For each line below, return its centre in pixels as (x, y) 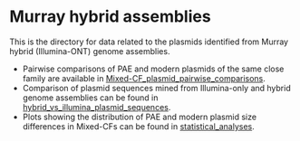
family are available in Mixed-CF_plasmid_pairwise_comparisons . (144, 78)
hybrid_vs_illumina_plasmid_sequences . (97, 107)
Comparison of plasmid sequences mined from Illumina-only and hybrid (157, 88)
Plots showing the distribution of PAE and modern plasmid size (139, 117)
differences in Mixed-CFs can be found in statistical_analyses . (139, 126)
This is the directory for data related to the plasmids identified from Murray (149, 42)
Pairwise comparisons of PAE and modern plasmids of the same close (153, 69)
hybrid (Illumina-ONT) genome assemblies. (90, 51)
